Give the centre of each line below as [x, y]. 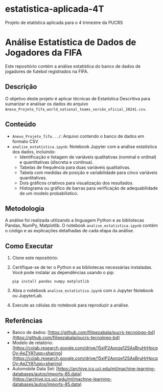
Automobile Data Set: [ [35, 369]
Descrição [21, 87]
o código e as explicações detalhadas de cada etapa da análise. [70, 231]
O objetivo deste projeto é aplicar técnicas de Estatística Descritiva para [78, 98]
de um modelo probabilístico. [49, 193]
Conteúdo [21, 124]
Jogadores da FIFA [44, 53]
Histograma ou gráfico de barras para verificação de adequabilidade [89, 188]
